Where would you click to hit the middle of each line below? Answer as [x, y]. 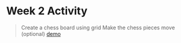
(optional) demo [41, 33]
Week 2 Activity [47, 11]
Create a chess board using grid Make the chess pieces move [98, 27]
